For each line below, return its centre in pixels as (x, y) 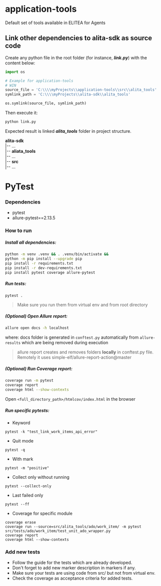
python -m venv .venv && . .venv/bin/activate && (57, 254)
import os (15, 72)
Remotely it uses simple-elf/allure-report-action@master (74, 357)
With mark (23, 459)
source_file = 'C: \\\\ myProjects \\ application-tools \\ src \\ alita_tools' (81, 90)
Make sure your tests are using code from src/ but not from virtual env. (84, 573)
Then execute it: (21, 113)
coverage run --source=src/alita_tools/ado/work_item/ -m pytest (73, 527)
